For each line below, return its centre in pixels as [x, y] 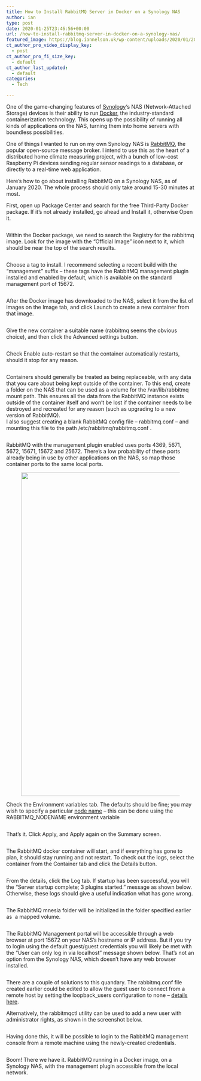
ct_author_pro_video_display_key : [49, 46]
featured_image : [26, 40]
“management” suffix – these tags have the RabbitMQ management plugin [98, 271]
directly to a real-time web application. [54, 169]
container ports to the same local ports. [55, 464]
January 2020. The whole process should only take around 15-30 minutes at [100, 187]
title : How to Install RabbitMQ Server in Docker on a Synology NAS [93, 12]
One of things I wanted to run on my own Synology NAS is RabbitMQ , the [96, 144]
